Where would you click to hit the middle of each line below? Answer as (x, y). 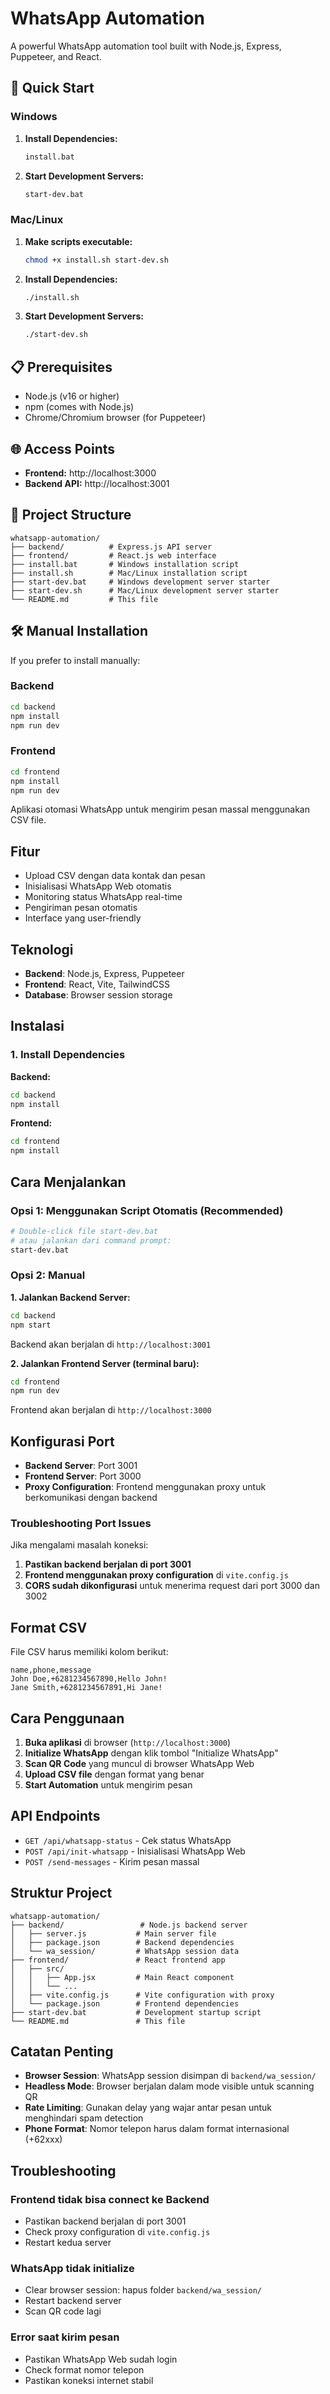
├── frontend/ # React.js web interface (113, 555)
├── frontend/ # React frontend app (118, 1960)
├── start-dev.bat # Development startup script (136, 2012)
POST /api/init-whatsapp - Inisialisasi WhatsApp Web (135, 1851)
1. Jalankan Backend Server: (70, 1297)
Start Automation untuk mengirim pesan (108, 1785)
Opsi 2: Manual (48, 1275)
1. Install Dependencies (68, 1055)
